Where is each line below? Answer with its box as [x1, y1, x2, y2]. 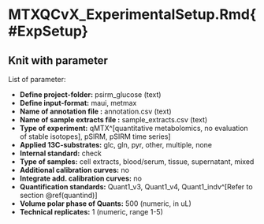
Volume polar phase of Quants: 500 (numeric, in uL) [19, 199, 191, 208]
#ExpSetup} [8, 22, 89, 40]
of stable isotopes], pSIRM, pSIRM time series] [19, 132, 171, 141]
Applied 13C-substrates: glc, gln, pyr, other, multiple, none [19, 140, 213, 149]
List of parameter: [8, 75, 66, 84]
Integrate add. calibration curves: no [19, 174, 142, 183]
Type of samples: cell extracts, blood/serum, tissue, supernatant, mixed [19, 157, 255, 166]
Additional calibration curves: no [19, 166, 130, 174]
